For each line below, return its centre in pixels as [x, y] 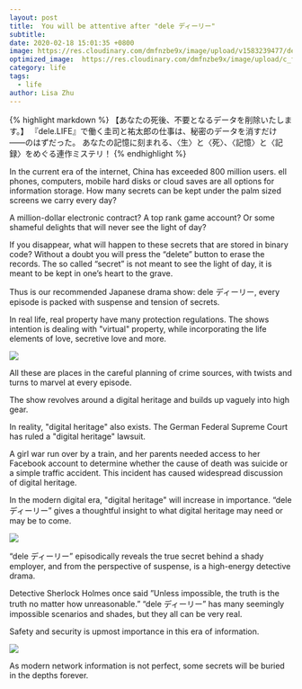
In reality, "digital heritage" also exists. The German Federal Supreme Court [149, 426]
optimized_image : [42, 59]
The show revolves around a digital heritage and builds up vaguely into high [150, 399]
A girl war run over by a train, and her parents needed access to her [135, 453]
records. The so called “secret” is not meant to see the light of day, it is [141, 264]
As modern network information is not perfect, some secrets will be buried [147, 666]
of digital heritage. [43, 482]
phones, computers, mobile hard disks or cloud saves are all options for [142, 181]
